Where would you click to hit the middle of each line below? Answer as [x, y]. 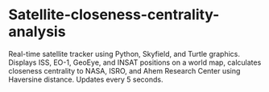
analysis [37, 32]
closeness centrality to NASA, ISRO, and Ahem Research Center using [124, 70]
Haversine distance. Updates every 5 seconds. [86, 79]
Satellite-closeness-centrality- [114, 15]
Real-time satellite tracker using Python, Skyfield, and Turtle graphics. [124, 54]
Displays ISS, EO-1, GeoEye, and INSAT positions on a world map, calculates [135, 62]
